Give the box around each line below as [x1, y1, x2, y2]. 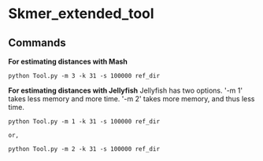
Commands [8, 36, 67, 49]
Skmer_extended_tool [8, 5, 155, 23]
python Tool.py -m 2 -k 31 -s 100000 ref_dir [8, 145, 160, 153]
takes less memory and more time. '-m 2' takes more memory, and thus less [8, 94, 255, 103]
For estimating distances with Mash [8, 57, 128, 66]
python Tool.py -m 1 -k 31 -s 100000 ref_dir [8, 118, 160, 126]
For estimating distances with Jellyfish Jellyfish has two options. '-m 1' [8, 86, 243, 95]
